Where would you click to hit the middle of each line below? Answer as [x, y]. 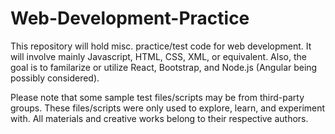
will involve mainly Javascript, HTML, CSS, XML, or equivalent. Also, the [158, 56]
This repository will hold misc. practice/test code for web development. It [161, 46]
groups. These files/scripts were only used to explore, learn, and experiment [168, 108]
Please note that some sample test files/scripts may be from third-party [157, 97]
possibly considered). [55, 78]
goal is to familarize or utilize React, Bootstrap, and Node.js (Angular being [164, 67]
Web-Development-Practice [130, 18]
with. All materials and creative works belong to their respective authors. [159, 118]
